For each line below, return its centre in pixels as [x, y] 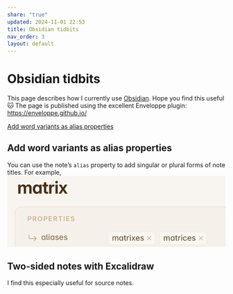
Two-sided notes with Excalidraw [81, 266]
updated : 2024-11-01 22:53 [46, 22]
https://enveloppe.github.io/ [47, 113]
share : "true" [28, 15]
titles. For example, [34, 172]
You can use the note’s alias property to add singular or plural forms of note [116, 165]
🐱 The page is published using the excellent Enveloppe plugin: [97, 106]
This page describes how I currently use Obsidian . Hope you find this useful [116, 98]
